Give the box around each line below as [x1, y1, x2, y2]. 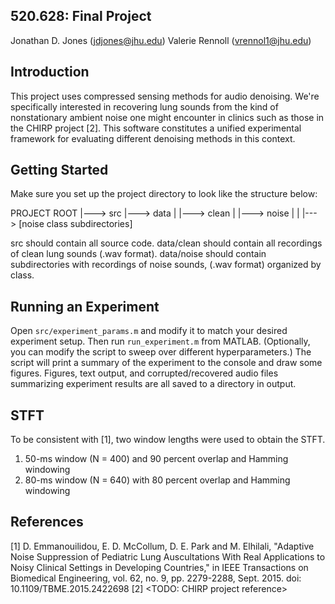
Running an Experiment [10, 298, 160, 315]
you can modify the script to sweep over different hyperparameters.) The [10, 346, 312, 358]
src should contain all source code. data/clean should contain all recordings [10, 237, 323, 249]
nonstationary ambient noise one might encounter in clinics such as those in [10, 111, 325, 123]
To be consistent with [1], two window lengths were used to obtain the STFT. [10, 434, 326, 446]
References [10, 514, 84, 531]
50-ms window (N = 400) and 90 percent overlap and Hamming [24, 453, 289, 465]
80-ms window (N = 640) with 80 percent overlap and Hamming [24, 474, 291, 486]
